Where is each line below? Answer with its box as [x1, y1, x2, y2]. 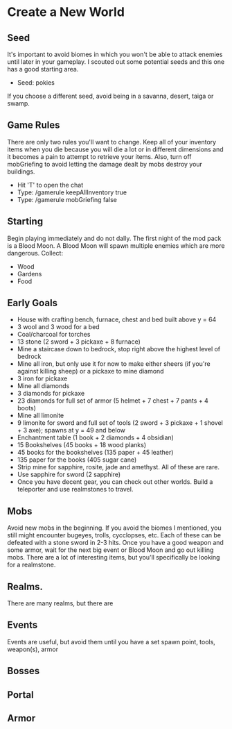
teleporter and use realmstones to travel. [17, 485, 134, 494]
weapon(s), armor [7, 645, 59, 653]
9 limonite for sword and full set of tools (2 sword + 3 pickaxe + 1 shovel [17, 419, 223, 427]
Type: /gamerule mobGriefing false [17, 195, 118, 203]
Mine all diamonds [17, 382, 70, 390]
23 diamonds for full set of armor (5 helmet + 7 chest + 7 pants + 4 [17, 396, 209, 405]
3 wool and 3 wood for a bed [17, 323, 100, 331]
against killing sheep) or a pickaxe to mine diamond [17, 367, 164, 376]
